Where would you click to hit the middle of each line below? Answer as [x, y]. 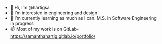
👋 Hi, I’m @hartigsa [30, 8]
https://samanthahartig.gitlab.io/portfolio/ [53, 36]
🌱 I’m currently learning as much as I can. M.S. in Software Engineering [83, 18]
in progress [22, 23]
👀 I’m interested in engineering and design [54, 13]
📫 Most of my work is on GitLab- [44, 29]
